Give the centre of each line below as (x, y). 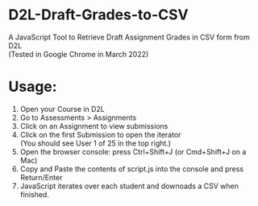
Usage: (33, 87)
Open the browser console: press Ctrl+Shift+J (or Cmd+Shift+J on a (133, 151)
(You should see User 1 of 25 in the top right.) (96, 143)
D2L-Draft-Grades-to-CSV (98, 15)
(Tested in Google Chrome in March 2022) (79, 54)
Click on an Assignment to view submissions (94, 126)
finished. (35, 194)
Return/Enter (41, 177)
